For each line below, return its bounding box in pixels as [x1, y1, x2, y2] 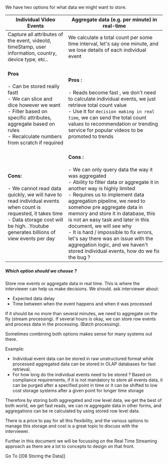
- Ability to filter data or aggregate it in [68, 179, 159, 185]
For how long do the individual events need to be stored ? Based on [12, 371, 151, 377]
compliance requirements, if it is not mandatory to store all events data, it [12, 377, 163, 383]
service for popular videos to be [68, 127, 143, 133]
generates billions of [7, 229, 56, 236]
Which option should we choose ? [5, 268, 77, 274]
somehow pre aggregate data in [68, 204, 143, 210]
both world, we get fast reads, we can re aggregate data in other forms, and [5, 402, 161, 408]
